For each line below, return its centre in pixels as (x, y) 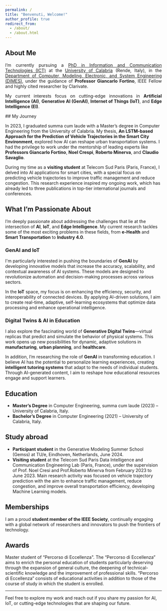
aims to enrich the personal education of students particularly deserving (79, 563)
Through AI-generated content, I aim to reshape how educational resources (83, 373)
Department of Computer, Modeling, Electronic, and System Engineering (83, 76)
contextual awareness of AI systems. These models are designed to (75, 271)
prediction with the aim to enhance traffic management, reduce (77, 481)
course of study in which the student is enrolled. (55, 584)
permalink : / (19, 10)
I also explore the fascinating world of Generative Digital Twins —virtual (79, 331)
